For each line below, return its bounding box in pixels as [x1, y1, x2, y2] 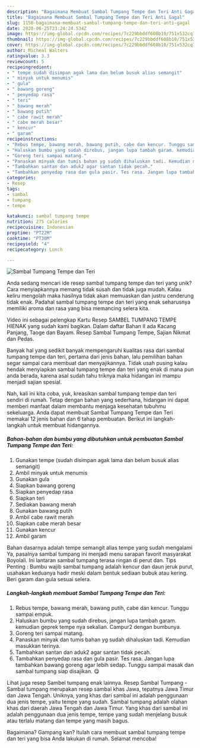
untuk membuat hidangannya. [27, 422, 100, 429]
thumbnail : [7, 36, 34, 42]
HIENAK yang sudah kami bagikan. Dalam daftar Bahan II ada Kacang [7, 323, 176, 330]
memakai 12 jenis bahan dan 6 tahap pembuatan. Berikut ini [7, 415, 153, 423]
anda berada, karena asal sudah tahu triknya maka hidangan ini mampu [7, 372, 181, 379]
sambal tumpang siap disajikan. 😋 [15, 668, 100, 675]
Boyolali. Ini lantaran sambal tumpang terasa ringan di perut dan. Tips [7, 557, 177, 564]
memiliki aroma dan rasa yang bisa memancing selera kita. [7, 305, 150, 312]
